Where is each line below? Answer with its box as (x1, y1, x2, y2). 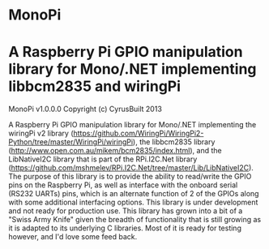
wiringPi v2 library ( (8, 128, 75, 139)
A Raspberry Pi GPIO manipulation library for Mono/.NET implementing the (8, 120, 257, 130)
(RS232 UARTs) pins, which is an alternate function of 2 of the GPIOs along (8, 189, 259, 199)
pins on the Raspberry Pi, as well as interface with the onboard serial (8, 180, 238, 190)
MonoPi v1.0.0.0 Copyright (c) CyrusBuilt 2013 (8, 104, 162, 114)
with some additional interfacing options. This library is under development (8, 197, 258, 208)
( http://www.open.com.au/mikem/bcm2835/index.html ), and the (8, 146, 222, 156)
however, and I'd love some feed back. (8, 232, 138, 242)
